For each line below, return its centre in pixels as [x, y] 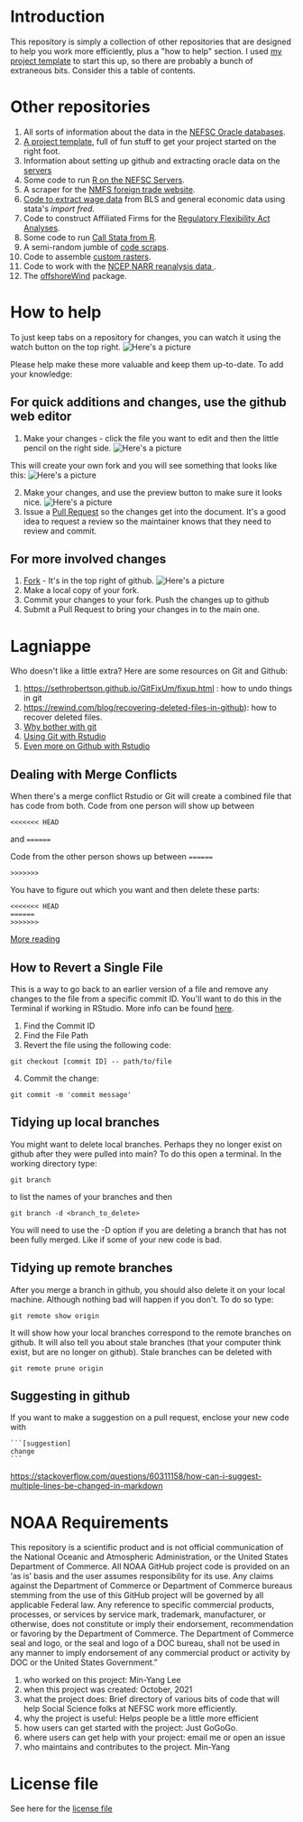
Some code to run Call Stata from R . [90, 237]
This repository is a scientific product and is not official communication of [147, 1548]
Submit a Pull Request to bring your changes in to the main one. [142, 609]
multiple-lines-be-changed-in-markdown [87, 1486]
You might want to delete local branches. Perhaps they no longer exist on [146, 1144]
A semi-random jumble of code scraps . [96, 246]
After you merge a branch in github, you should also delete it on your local [148, 1289]
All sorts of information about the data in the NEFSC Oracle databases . [154, 132]
